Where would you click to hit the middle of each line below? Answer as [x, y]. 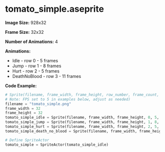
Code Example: [21, 86]
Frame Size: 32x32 [25, 32]
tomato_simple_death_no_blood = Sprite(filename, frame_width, [71, 131]
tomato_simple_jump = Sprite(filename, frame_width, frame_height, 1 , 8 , [82, 122]
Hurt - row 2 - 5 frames [36, 71]
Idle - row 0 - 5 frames [35, 60]
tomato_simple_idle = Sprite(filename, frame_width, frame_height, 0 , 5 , [82, 118]
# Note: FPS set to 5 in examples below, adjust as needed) [68, 99]
